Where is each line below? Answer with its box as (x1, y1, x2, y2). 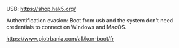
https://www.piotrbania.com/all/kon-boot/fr (6, 35, 114, 42)
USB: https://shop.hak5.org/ (6, 5, 76, 12)
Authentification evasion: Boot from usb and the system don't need (6, 17, 174, 24)
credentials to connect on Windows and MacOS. (6, 24, 127, 30)
